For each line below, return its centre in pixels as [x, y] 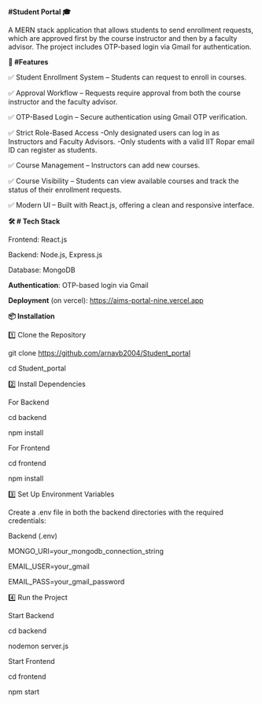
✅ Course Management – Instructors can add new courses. [104, 165]
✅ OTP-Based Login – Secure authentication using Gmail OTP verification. [128, 117]
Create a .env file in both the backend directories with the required [116, 512]
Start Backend [31, 616]
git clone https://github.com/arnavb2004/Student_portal [100, 353]
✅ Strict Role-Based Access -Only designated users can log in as [114, 133]
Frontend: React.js [38, 240]
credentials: [27, 521]
